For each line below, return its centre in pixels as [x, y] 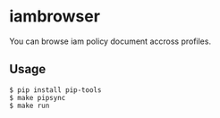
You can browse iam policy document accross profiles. [110, 41]
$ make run [30, 105]
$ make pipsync [38, 97]
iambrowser [55, 17]
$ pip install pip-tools [55, 90]
